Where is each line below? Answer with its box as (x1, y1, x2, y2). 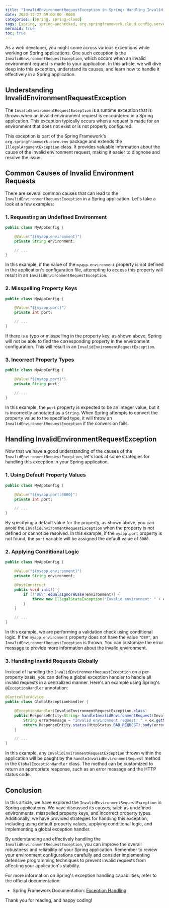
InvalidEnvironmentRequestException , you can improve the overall (5, 842, 142, 848)
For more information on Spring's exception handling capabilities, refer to (5, 872, 157, 879)
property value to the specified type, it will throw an (5, 415, 112, 421)
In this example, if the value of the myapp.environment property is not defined (5, 261, 164, 267)
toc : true (5, 31, 26, 36)
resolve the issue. (5, 154, 42, 160)
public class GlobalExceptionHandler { (5, 700, 89, 705)
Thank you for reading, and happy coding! (5, 897, 93, 903)
